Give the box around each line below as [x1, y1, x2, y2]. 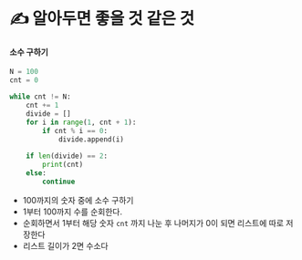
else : [26, 169, 47, 178]
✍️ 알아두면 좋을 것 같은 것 [9, 8, 195, 29]
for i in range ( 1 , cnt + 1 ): [26, 118, 137, 127]
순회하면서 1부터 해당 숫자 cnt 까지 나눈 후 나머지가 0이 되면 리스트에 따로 [22, 217, 285, 228]
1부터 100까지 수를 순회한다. [22, 206, 123, 217]
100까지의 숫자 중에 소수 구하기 [22, 194, 134, 205]
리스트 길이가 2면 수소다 [22, 240, 109, 251]
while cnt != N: [9, 92, 71, 101]
